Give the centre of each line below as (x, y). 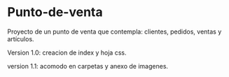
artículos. (21, 38)
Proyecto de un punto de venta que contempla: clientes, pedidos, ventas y (114, 31)
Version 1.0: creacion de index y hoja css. (67, 52)
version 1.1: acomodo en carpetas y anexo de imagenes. (88, 66)
